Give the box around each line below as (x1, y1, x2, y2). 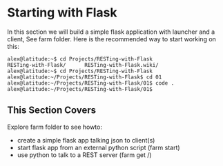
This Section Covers (7, 105, 97, 116)
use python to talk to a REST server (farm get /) (17, 150, 152, 159)
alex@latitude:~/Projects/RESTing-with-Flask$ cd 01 (7, 74, 162, 81)
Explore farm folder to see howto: (7, 123, 102, 131)
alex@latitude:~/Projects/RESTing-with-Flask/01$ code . (7, 79, 175, 87)
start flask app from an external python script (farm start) (17, 143, 181, 152)
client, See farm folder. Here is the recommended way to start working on (7, 34, 216, 43)
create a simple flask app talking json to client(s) (17, 136, 155, 144)
